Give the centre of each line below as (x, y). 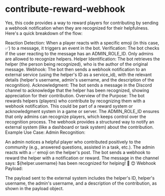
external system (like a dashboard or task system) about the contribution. (80, 127)
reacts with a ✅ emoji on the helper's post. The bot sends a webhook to (78, 152)
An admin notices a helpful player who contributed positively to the (73, 142)
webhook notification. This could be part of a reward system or (69, 106)
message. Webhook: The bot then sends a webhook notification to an (76, 69)
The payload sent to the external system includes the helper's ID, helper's (80, 178)
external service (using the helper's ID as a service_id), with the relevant (78, 75)
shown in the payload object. (34, 188)
